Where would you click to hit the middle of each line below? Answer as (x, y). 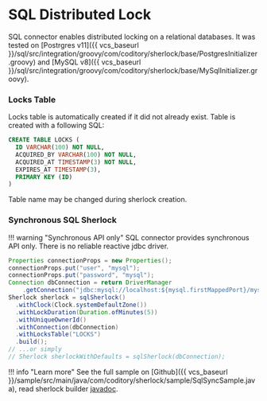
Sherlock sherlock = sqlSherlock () (67, 298)
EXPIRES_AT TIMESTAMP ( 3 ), (58, 169)
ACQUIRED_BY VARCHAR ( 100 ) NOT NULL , (76, 154)
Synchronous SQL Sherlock (62, 220)
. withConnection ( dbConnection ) (67, 327)
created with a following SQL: (56, 126)
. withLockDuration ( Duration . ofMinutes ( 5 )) (87, 312)
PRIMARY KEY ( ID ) (44, 177)
